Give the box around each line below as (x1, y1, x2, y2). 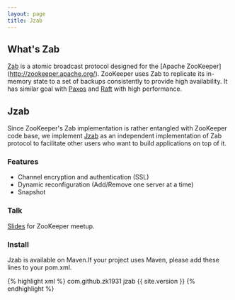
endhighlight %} (7, 284, 55, 293)
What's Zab (7, 43, 60, 55)
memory (7, 77, 32, 86)
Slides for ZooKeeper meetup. (7, 221, 95, 230)
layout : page (7, 10, 46, 18)
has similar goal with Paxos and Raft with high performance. (7, 84, 183, 93)
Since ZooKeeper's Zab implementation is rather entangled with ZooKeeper (7, 124, 228, 133)
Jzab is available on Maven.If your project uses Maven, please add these (7, 256, 219, 265)
